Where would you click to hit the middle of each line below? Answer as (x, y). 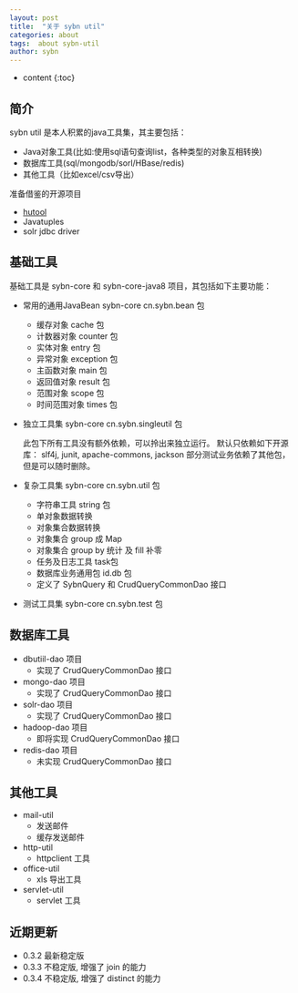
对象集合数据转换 (68, 527)
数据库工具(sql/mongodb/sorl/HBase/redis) (103, 163)
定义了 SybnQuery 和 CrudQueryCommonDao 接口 (131, 584)
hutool (35, 211)
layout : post (34, 18)
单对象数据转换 (64, 516)
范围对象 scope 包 (70, 393)
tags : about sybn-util (55, 43)
